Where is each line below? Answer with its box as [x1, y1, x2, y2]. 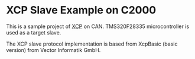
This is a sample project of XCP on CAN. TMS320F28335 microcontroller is [6, 23, 190, 30]
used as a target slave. [6, 29, 61, 36]
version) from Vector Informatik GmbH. [6, 46, 101, 53]
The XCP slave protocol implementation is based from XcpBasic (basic [6, 40, 178, 47]
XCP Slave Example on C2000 [6, 4, 157, 17]
